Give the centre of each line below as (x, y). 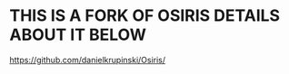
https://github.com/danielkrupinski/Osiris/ (88, 60)
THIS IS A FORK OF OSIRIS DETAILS (144, 16)
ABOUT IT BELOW (78, 35)
